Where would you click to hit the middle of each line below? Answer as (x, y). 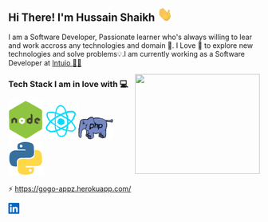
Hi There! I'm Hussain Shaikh (82, 18)
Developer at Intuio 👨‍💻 (45, 62)
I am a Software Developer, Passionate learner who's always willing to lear (130, 37)
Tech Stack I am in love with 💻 (69, 84)
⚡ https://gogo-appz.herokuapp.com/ (70, 189)
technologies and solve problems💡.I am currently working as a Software (127, 54)
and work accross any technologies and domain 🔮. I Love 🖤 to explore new (131, 45)
